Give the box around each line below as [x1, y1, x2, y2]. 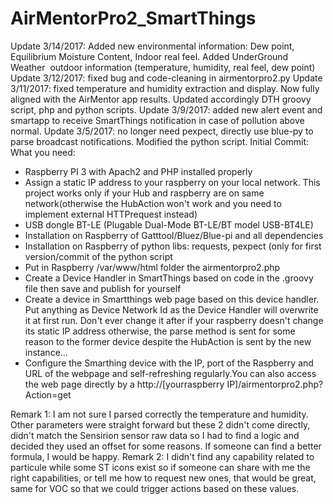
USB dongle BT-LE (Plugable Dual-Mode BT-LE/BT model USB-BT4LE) [24, 218, 314, 231]
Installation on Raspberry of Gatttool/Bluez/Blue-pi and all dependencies [24, 229, 324, 241]
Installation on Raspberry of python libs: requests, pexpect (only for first [24, 240, 322, 252]
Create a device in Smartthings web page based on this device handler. [24, 293, 320, 305]
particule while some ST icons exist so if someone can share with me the [10, 461, 311, 473]
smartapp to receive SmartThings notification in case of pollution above [10, 114, 305, 126]
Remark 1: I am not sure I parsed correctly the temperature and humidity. [10, 408, 309, 420]
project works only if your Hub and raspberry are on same [24, 187, 265, 199]
